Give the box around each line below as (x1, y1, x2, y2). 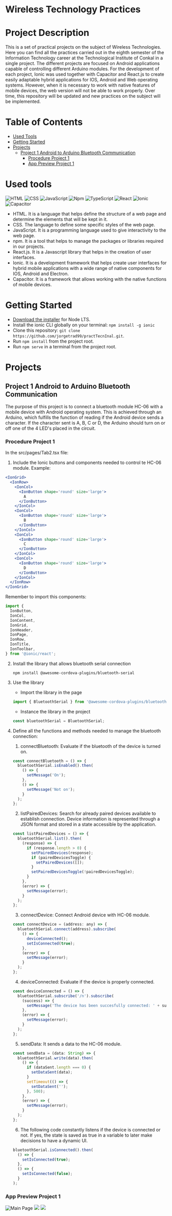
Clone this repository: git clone (12, 327, 80, 333)
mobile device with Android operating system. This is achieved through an (5, 409, 162, 415)
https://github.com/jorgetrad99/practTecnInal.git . (12, 332, 124, 339)
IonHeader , (10, 627, 33, 633)
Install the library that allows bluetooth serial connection (12, 660, 131, 666)
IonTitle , (10, 642, 31, 647)
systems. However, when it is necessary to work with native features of (5, 82, 156, 88)
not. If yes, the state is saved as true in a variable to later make (20, 1132, 153, 1138)
